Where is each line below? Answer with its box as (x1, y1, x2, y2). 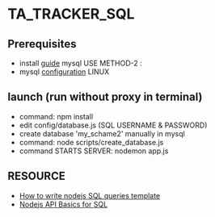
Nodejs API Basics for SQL (19, 199, 108, 209)
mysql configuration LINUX (19, 67, 110, 77)
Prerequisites (7, 37, 77, 51)
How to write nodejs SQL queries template (19, 190, 161, 200)
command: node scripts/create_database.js (19, 137, 164, 147)
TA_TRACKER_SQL (7, 5, 135, 23)
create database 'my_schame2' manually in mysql (19, 128, 185, 138)
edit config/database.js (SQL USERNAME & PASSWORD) (19, 120, 208, 130)
